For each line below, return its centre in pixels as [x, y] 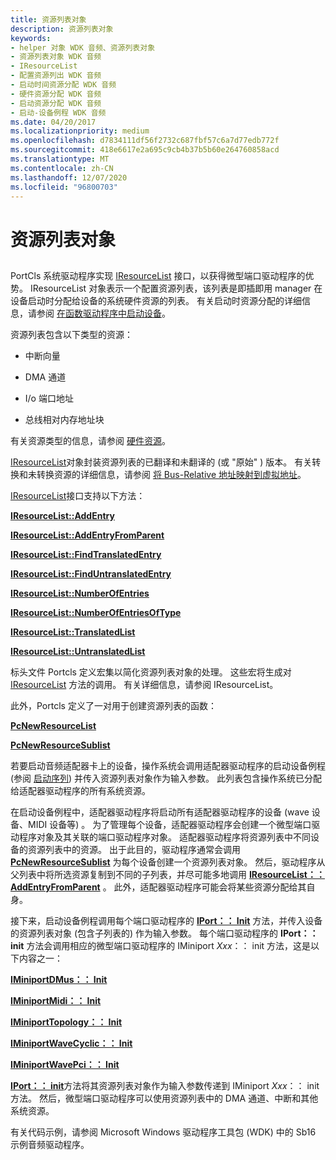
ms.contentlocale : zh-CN [62, 168]
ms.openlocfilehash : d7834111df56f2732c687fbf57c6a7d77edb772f [145, 141]
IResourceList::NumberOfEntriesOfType [96, 612]
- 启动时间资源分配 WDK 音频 [63, 85]
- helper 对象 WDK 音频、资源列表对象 [83, 47]
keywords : [31, 38]
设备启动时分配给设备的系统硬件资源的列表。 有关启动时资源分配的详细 [156, 300]
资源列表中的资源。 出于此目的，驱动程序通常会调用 [134, 849]
